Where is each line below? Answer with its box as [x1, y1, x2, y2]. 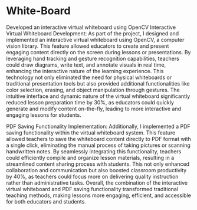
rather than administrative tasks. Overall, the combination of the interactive [6, 179, 188, 186]
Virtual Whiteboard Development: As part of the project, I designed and [6, 29, 179, 37]
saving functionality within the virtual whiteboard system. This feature [6, 129, 176, 136]
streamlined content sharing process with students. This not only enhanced [6, 160, 190, 168]
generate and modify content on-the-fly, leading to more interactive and [6, 105, 182, 112]
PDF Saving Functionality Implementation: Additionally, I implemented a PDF [6, 123, 191, 130]
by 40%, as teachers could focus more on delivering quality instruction [6, 173, 179, 180]
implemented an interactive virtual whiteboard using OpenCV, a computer [6, 36, 185, 43]
